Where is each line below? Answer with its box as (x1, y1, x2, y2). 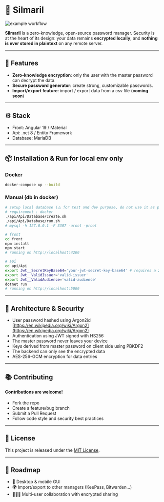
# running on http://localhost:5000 (5, 286, 80, 291)
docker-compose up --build (5, 183, 60, 188)
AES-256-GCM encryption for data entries (12, 354, 98, 359)
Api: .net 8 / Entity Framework (12, 129, 72, 136)
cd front (5, 236, 23, 241)
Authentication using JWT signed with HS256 (12, 333, 104, 339)
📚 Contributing (5, 373, 53, 381)
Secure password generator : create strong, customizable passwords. (12, 83, 153, 88)
